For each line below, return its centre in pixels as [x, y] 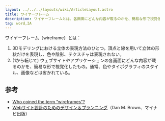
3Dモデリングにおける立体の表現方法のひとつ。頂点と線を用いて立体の [84, 48]
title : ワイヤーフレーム [27, 14]
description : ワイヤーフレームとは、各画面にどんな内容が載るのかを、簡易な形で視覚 [81, 19]
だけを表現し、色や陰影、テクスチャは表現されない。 [70, 54]
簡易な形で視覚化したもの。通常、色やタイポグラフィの [90, 67]
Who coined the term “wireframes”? [48, 102]
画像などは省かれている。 [47, 73]
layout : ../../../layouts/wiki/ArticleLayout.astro [59, 10]
